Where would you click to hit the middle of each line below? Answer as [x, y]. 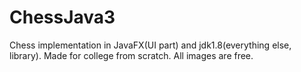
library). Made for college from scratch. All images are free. [131, 55]
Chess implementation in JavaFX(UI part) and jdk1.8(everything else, [150, 45]
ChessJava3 [62, 17]
